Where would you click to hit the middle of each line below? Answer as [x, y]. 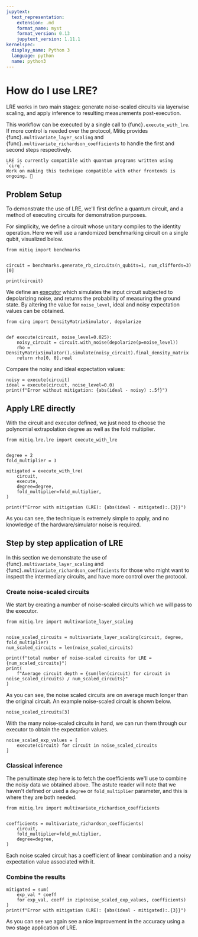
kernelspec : [21, 45]
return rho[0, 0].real [45, 358]
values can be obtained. [35, 311]
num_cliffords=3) [170, 266]
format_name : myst [39, 28]
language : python [33, 56]
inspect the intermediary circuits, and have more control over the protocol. [97, 576]
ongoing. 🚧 [20, 176]
